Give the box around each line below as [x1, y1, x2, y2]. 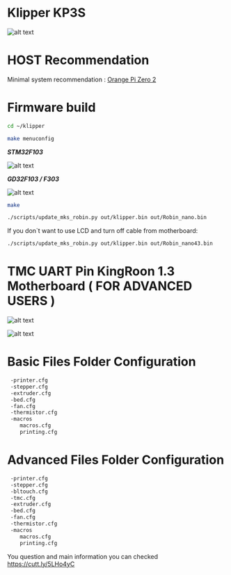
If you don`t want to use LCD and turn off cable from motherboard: [7, 227, 198, 235]
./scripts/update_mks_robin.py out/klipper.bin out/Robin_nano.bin [7, 214, 207, 221]
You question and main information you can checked [7, 552, 159, 560]
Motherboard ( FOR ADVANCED [7, 278, 193, 294]
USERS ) [7, 293, 56, 309]
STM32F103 [7, 147, 44, 156]
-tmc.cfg [10, 494, 36, 501]
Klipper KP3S [7, 5, 86, 21]
